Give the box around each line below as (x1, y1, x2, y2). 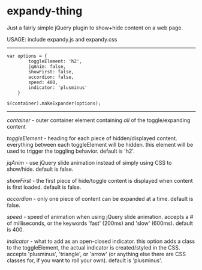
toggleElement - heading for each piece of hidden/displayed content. (7, 134, 177, 142)
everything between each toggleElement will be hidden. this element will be (7, 141, 194, 148)
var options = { (7, 53, 47, 59)
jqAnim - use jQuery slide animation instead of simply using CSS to (7, 159, 172, 166)
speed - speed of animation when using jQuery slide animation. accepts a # (7, 213, 194, 220)
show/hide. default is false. (7, 165, 74, 173)
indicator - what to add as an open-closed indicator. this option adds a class (7, 238, 195, 245)
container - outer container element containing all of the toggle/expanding (7, 116, 191, 124)
